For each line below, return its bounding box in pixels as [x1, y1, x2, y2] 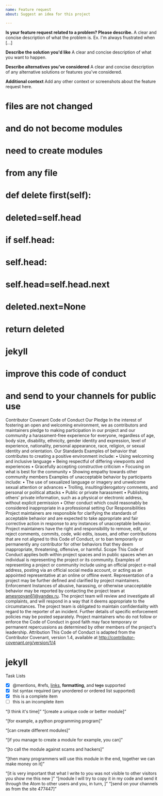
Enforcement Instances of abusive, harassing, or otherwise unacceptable [5, 582, 152, 588]
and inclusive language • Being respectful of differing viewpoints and [5, 458, 144, 464]
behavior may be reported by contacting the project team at [5, 588, 125, 594]
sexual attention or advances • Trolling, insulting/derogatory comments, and [5, 484, 158, 490]
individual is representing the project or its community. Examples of [5, 557, 140, 563]
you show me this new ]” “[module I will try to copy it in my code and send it [5, 776, 158, 781]
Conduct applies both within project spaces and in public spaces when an [5, 551, 153, 557]
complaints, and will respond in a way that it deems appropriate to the [5, 598, 145, 604]
